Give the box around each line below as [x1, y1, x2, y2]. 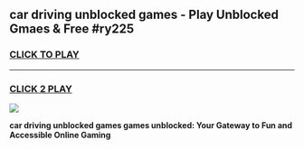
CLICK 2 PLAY [9, 82, 72, 95]
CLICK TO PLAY [9, 49, 80, 61]
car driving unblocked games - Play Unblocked [9, 7, 279, 23]
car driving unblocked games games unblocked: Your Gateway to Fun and [9, 119, 292, 130]
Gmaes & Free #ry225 [9, 22, 135, 37]
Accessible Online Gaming [9, 129, 111, 140]
